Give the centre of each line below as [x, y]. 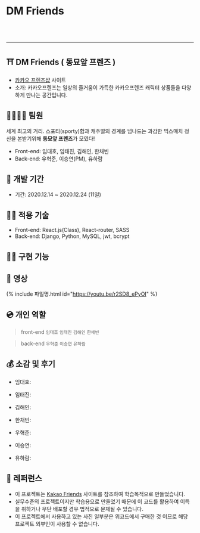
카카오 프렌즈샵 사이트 [40, 80]
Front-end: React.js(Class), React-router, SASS [72, 230]
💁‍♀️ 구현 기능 [28, 257]
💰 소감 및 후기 [31, 364]
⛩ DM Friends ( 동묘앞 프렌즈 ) [61, 62]
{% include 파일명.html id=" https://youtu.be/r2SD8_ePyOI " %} [82, 294]
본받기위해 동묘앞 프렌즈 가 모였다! [56, 138]
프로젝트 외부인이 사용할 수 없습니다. [57, 523]
